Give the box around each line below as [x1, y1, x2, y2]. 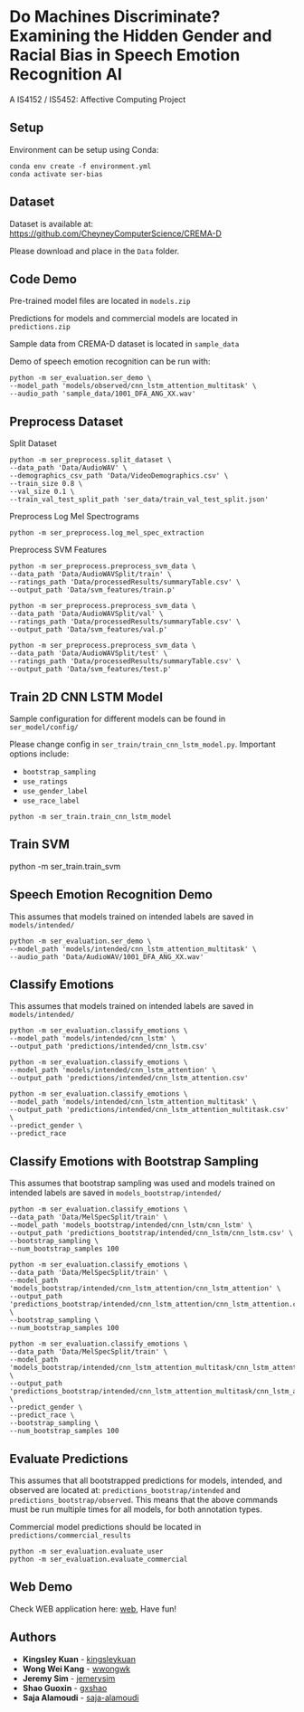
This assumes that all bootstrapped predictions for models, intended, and [9, 1475, 282, 1486]
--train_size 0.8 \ [9, 480, 83, 489]
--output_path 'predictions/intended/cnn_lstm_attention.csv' [9, 1074, 249, 1083]
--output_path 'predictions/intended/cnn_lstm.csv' [9, 1042, 208, 1051]
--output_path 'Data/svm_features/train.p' [9, 585, 176, 594]
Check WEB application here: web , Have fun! [9, 1603, 176, 1614]
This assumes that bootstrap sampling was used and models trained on [9, 1178, 276, 1189]
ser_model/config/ [9, 723, 79, 732]
